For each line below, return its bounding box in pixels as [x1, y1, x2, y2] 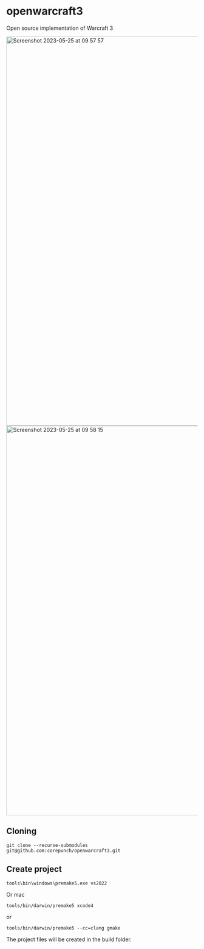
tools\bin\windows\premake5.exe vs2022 [6, 880, 107, 886]
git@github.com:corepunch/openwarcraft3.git [6, 848, 121, 854]
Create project [6, 864, 62, 874]
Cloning [6, 826, 37, 837]
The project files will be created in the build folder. [6, 936, 132, 943]
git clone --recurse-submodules [6, 842, 88, 848]
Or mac [6, 891, 25, 898]
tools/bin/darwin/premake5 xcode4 [6, 902, 94, 909]
